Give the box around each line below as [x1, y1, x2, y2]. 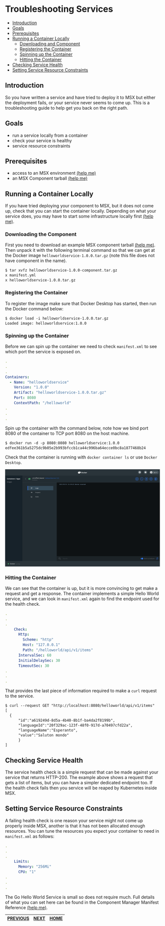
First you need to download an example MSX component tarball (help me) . [5, 242, 156, 248]
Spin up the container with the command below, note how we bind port [5, 425, 149, 431]
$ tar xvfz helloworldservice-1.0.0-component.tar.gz [5, 268, 118, 273]
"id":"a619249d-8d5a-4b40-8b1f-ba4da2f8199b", [18, 718, 115, 723]
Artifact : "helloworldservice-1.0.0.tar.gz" [14, 390, 107, 395]
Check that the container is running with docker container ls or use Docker [5, 454, 158, 460]
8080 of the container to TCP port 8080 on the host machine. [5, 430, 130, 436]
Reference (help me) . [5, 904, 48, 910]
